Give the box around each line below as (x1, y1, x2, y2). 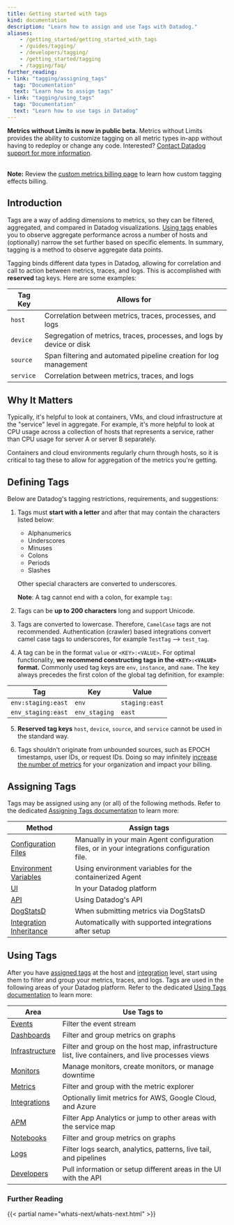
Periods (27, 559, 50, 567)
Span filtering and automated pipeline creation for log (44, 350, 219, 360)
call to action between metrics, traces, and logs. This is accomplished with (7, 266, 221, 275)
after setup (75, 926, 111, 936)
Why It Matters (7, 394, 73, 406)
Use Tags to (123, 1007, 164, 1017)
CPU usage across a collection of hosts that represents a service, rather (7, 428, 214, 436)
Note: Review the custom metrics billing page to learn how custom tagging (7, 169, 221, 178)
